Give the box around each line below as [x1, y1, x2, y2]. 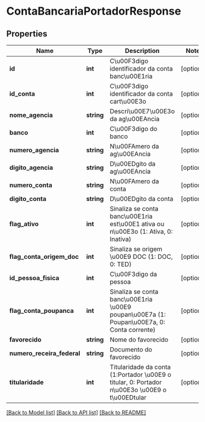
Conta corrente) [109, 326, 156, 334]
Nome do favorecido [109, 336, 169, 343]
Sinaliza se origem [109, 245, 163, 253]
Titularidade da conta [109, 363, 171, 371]
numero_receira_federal [9, 349, 81, 357]
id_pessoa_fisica [9, 274, 60, 282]
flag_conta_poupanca [9, 306, 74, 315]
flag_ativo [9, 220, 39, 228]
